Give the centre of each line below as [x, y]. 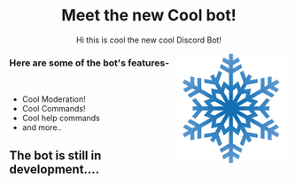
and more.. [42, 127]
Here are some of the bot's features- [90, 63]
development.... [55, 169]
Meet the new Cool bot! [149, 15]
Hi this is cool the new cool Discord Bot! [149, 40]
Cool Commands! [54, 109]
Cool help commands [61, 118]
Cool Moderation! [54, 99]
